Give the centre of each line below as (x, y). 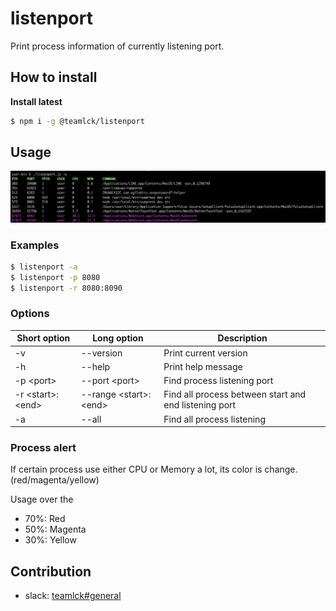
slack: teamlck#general (73, 596)
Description (242, 338)
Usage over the (42, 499)
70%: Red (45, 519)
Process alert (43, 448)
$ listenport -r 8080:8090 (66, 288)
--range (98, 394)
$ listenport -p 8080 (55, 277)
